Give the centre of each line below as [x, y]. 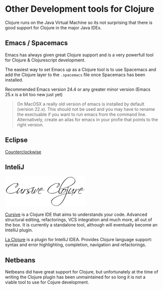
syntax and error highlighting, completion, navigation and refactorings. [76, 245]
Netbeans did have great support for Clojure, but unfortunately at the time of [82, 272]
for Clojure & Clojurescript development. [45, 60]
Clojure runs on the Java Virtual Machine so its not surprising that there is [79, 22]
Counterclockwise [23, 152]
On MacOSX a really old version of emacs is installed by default [81, 104]
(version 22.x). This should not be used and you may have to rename [86, 109]
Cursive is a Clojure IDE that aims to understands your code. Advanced [76, 215]
